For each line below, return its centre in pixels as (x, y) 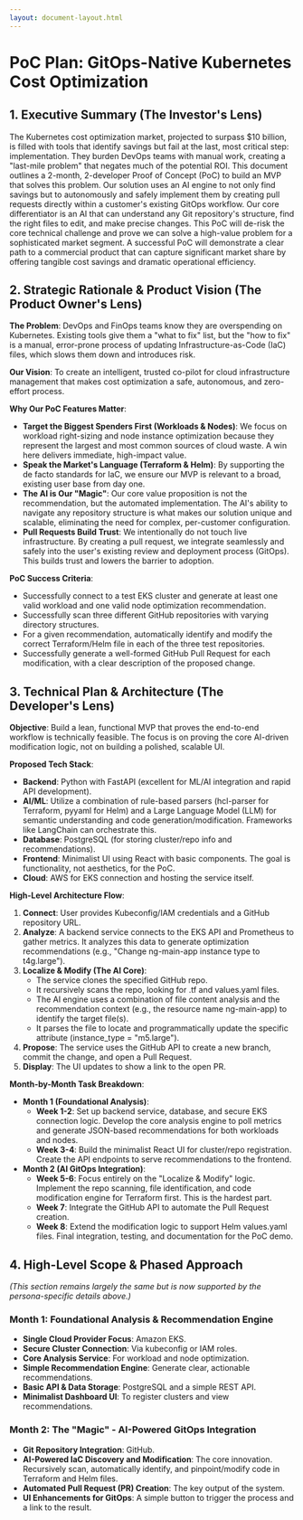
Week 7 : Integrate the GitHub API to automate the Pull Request (152, 1207)
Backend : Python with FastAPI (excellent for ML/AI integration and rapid (156, 782)
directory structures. (61, 625)
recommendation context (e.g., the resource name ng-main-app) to (161, 1009)
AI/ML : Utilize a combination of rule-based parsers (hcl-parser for (146, 801)
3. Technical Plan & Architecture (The (117, 691)
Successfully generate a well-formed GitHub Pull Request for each (147, 654)
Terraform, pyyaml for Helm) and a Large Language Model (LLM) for (150, 811)
